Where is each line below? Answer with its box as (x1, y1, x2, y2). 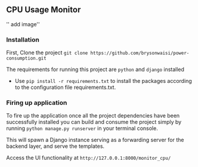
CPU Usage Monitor (6, 5, 81, 15)
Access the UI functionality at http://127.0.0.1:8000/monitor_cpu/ (6, 154, 171, 162)
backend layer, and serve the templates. (6, 143, 105, 150)
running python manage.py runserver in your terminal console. (6, 125, 158, 132)
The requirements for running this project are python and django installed (6, 66, 185, 73)
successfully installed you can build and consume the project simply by (6, 119, 182, 126)
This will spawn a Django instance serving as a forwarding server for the (6, 137, 184, 144)
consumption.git (6, 55, 47, 61)
